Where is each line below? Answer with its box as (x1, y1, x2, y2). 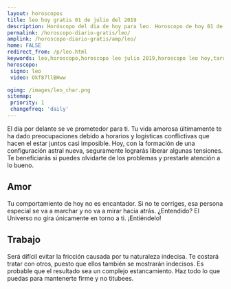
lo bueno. (7, 161, 34, 169)
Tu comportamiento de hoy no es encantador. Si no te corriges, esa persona (7, 199, 223, 207)
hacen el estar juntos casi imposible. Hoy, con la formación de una (7, 139, 195, 147)
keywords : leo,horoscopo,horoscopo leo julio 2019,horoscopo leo (7, 55, 198, 62)
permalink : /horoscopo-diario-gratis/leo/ (7, 29, 131, 36)
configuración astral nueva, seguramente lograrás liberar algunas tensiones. (7, 146, 223, 155)
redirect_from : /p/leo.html (7, 49, 88, 56)
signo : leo (10, 67, 41, 74)
